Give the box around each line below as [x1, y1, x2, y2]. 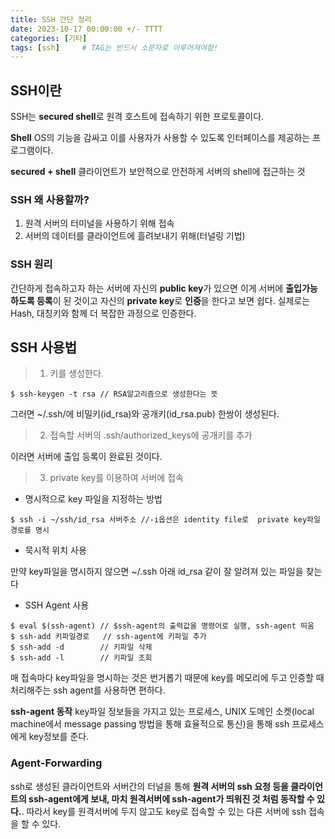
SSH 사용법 [10, 339, 78, 356]
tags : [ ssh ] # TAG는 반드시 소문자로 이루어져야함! [10, 42, 219, 53]
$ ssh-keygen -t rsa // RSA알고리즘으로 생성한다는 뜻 [10, 389, 218, 400]
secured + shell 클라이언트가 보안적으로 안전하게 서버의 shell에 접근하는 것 [10, 166, 306, 178]
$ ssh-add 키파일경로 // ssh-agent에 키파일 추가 [10, 632, 207, 642]
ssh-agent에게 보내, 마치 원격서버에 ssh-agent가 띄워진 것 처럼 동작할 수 [28, 792, 315, 805]
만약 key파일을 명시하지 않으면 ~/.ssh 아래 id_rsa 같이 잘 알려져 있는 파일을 [10, 566, 304, 578]
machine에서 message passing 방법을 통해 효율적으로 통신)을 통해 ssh [10, 718, 290, 730]
